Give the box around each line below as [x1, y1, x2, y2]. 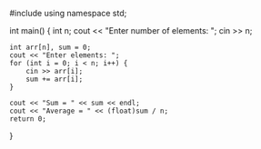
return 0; [9, 114, 47, 124]
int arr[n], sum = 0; [9, 43, 92, 52]
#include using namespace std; [9, 8, 127, 18]
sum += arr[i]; [25, 74, 84, 84]
